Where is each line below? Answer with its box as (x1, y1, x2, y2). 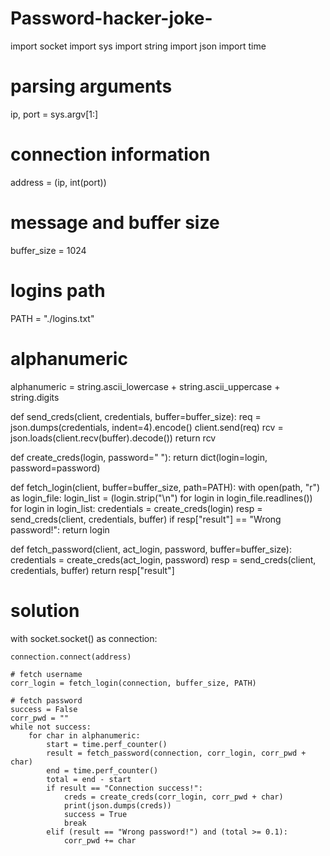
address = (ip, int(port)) (10, 176, 107, 188)
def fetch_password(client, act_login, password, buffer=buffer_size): (10, 543, 292, 555)
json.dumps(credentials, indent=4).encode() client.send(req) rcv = (10, 421, 284, 433)
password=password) (10, 462, 101, 474)
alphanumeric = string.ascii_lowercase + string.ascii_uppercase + (10, 380, 281, 392)
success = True (63, 809, 128, 819)
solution (10, 599, 80, 622)
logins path (10, 279, 106, 302)
